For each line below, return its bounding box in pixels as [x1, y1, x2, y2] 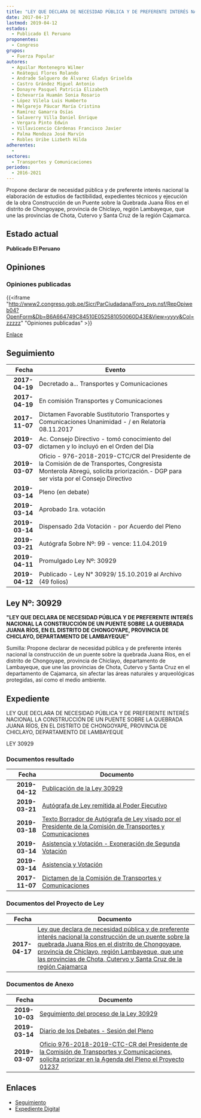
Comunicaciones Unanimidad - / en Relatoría [38, 418, 166, 426]
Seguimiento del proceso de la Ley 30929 [39, 1009, 158, 1018]
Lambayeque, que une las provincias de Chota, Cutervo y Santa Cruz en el [6, 664, 190, 671]
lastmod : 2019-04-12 [6, 20, 58, 26]
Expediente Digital [14, 1105, 60, 1112]
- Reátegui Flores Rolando [11, 70, 79, 76]
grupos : [6, 48, 26, 54]
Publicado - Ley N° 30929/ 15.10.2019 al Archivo [38, 570, 182, 579]
